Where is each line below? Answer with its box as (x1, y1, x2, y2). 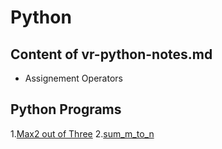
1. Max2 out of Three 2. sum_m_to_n (10, 127, 155, 140)
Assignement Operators (24, 72, 123, 84)
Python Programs (10, 101, 122, 118)
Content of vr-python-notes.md (10, 46, 213, 63)
